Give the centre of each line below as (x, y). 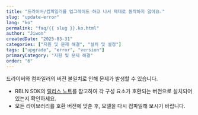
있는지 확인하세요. (35, 98)
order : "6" (20, 61)
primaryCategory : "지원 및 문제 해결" (50, 55)
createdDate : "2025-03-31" (39, 39)
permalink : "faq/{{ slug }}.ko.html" (53, 28)
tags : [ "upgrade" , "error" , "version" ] (55, 50)
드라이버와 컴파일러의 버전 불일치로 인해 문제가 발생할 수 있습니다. (82, 78)
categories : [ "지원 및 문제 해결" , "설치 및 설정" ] (64, 45)
